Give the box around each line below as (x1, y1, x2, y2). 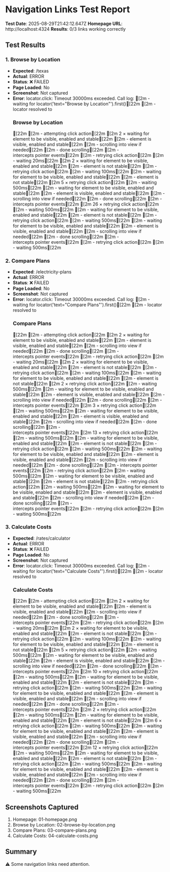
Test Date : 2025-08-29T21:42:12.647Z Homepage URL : (5, 20, 123, 27)
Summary (5, 847, 37, 856)
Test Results (5, 41, 46, 50)
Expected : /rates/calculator (12, 535, 71, 541)
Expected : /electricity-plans (12, 269, 72, 275)
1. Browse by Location (5, 56, 61, 63)
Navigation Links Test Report (5, 4, 130, 15)
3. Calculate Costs (5, 523, 52, 531)
